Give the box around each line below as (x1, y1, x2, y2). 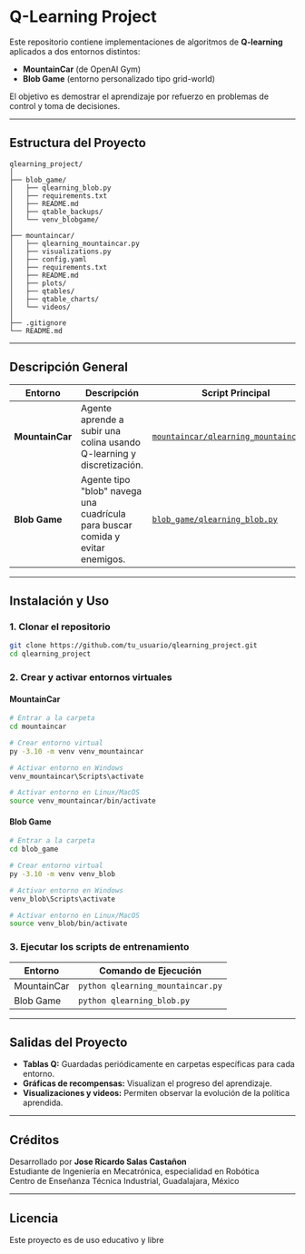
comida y (80, 529, 121, 542)
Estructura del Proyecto (9, 135, 147, 151)
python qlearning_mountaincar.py (78, 981, 222, 991)
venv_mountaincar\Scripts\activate (9, 772, 144, 781)
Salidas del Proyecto (9, 1035, 128, 1051)
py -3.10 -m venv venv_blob (9, 869, 116, 878)
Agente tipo (80, 473, 131, 486)
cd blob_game (9, 844, 59, 854)
